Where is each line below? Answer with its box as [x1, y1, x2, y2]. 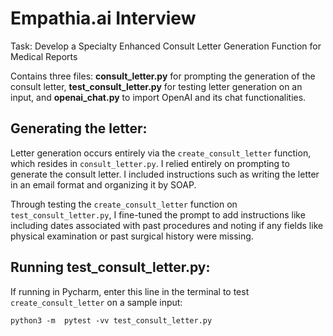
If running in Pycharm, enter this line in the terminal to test [10, 285, 250, 297]
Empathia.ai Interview [10, 7, 197, 30]
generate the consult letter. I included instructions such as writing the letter [10, 168, 320, 180]
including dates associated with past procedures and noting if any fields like [10, 219, 324, 231]
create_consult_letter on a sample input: [10, 296, 183, 308]
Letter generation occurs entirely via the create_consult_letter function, [10, 147, 312, 159]
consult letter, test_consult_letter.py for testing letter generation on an [10, 80, 303, 92]
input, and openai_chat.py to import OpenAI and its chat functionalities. [10, 91, 307, 103]
